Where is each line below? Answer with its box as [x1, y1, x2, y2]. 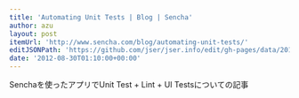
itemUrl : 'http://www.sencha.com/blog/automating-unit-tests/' [9, 37, 249, 47]
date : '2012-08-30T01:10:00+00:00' [9, 54, 141, 63]
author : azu [9, 21, 53, 30]
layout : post [9, 29, 58, 38]
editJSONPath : [9, 46, 62, 55]
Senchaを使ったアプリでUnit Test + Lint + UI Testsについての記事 [9, 79, 249, 89]
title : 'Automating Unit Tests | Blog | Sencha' [9, 12, 193, 22]
